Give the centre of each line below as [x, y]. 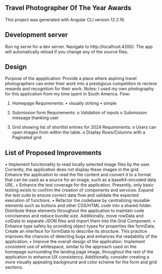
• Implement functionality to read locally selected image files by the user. [78, 165]
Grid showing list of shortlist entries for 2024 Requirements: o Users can [84, 127]
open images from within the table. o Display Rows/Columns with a [79, 132]
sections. [14, 267]
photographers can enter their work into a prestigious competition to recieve [81, 84]
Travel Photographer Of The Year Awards [68, 8]
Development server [37, 35]
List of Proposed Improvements [53, 153]
